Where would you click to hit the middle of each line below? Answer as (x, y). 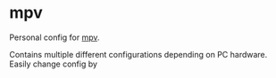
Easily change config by (54, 64)
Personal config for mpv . (54, 37)
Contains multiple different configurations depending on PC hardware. (138, 54)
